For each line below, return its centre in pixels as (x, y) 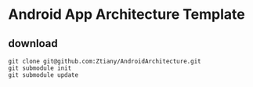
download (33, 43)
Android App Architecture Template (127, 14)
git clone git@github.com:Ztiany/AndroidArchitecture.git (105, 61)
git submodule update (43, 75)
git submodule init (40, 68)
